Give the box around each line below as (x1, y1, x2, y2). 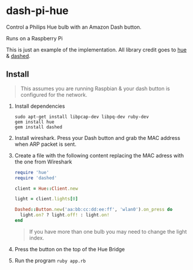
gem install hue (14, 119, 55, 125)
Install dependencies (14, 102, 66, 110)
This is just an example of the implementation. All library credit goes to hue (6, 46, 187, 53)
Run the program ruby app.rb (14, 257, 86, 264)
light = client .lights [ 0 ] (14, 196, 78, 202)
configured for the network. (20, 91, 87, 98)
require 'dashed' (14, 175, 57, 181)
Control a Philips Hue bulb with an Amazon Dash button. (6, 23, 142, 30)
